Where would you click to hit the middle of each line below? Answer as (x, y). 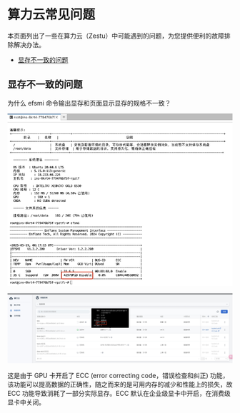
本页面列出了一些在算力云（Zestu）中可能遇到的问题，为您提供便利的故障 (116, 36)
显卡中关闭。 (26, 402)
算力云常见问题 (51, 15)
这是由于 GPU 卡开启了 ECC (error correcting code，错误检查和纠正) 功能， (118, 375)
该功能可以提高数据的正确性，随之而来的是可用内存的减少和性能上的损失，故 (120, 384)
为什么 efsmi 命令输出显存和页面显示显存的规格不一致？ (89, 103)
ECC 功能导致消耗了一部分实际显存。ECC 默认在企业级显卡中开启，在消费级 (119, 393)
